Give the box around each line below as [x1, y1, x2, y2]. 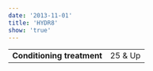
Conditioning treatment [12, 50, 103, 62]
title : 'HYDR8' [8, 19, 59, 27]
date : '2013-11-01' [8, 11, 73, 20]
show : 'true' [8, 26, 52, 34]
